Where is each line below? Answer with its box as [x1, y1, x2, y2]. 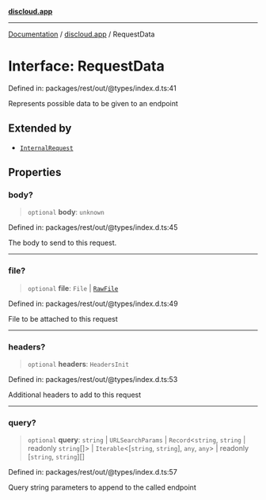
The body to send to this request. [8, 238, 117, 248]
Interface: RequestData [8, 57, 165, 75]
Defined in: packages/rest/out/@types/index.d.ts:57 [8, 468, 178, 477]
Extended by [8, 122, 72, 135]
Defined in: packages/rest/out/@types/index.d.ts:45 [8, 223, 178, 232]
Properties [8, 166, 62, 179]
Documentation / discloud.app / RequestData [8, 29, 155, 39]
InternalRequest [19, 144, 74, 152]
